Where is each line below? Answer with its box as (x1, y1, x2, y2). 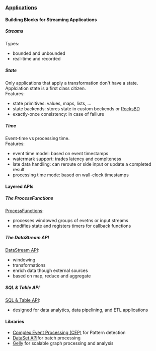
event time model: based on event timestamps (12, 151, 109, 157)
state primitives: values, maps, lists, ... (12, 100, 92, 107)
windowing (12, 256, 36, 263)
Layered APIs (5, 183, 34, 190)
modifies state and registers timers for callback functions (12, 223, 131, 229)
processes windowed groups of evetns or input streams (12, 217, 128, 223)
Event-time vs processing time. (5, 135, 70, 142)
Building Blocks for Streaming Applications (5, 17, 97, 23)
